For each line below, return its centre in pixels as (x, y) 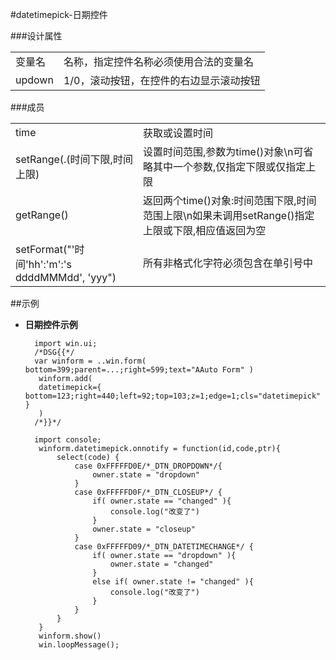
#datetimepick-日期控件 (59, 14)
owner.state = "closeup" (144, 529)
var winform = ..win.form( (90, 361)
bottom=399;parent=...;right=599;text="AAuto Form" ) (139, 370)
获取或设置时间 (178, 133)
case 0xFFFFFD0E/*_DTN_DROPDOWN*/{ (148, 466)
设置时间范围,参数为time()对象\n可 (223, 151)
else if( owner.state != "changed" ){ (173, 582)
